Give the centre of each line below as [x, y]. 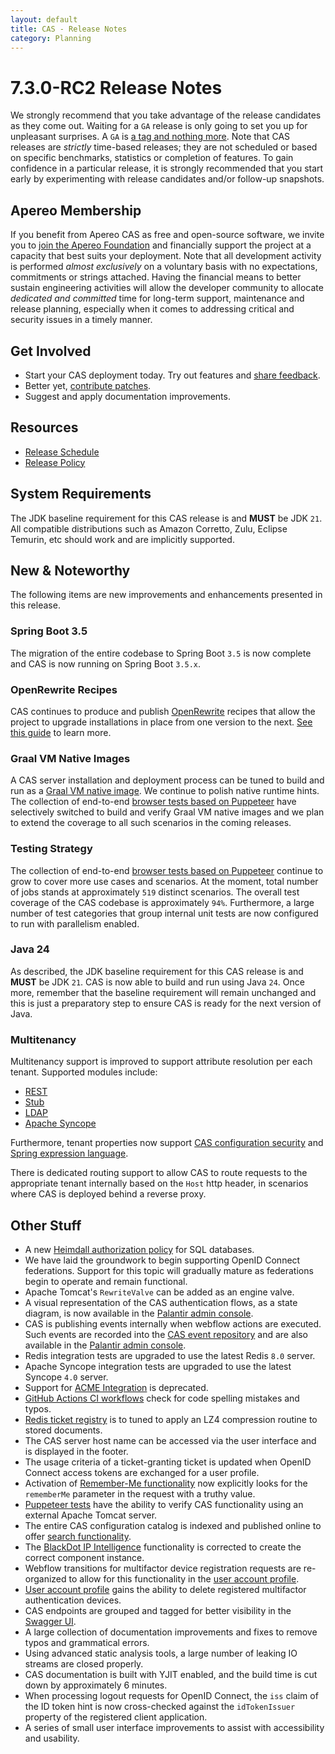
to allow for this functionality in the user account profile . [184, 1578]
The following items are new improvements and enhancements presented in [166, 595]
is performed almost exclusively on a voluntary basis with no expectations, [164, 267]
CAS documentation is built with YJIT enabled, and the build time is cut [171, 1674]
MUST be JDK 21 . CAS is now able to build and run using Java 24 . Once [157, 982]
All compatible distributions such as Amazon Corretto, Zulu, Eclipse [149, 528]
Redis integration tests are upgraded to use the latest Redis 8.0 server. [170, 1355]
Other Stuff [46, 1225]
